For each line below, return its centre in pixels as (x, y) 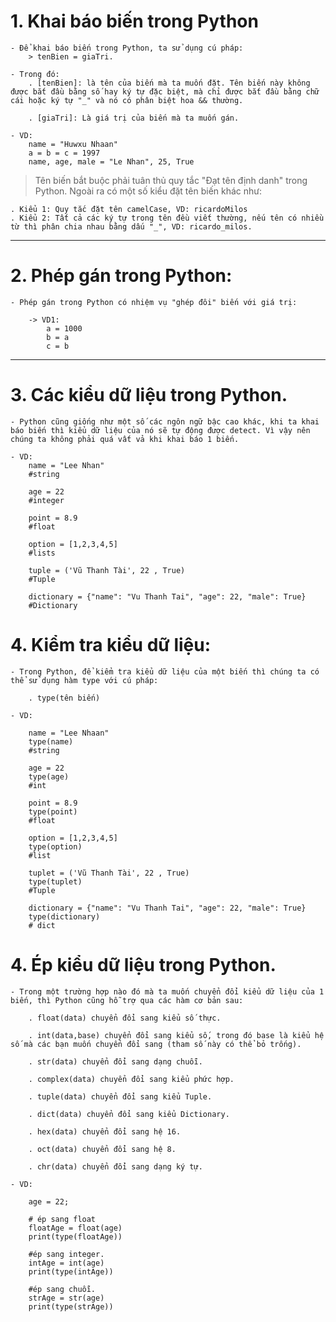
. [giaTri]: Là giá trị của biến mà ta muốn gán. (134, 118)
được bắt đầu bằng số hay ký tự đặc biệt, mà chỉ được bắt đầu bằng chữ (165, 91)
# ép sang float (62, 1219)
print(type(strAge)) (71, 1306)
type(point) (53, 811)
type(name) (51, 741)
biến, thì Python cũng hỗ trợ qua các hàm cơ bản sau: (127, 1000)
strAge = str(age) (66, 1298)
